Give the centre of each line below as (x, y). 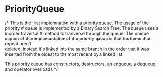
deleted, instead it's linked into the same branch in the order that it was (77, 49)
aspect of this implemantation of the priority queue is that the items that (78, 38)
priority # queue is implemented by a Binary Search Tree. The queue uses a (82, 28)
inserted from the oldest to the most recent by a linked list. (65, 54)
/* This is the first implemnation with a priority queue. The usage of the (77, 23)
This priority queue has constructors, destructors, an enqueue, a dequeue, (81, 64)
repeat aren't (18, 43)
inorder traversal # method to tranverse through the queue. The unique (77, 33)
